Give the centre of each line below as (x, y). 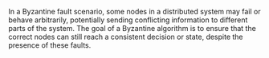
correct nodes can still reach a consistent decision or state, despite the (126, 37)
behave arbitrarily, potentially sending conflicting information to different (128, 20)
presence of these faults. (50, 45)
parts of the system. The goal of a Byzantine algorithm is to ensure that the (132, 28)
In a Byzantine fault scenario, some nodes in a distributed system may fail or (134, 12)
